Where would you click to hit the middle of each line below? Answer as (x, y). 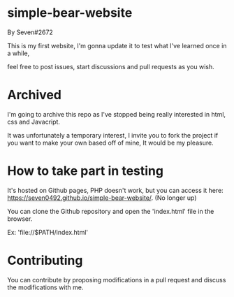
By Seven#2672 (30, 32)
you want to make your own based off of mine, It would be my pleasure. (111, 143)
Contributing (45, 261)
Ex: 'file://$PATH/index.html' (48, 232)
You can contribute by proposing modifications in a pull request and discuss (117, 280)
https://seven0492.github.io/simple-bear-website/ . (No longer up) (102, 198)
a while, (19, 53)
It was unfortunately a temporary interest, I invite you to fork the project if (113, 135)
